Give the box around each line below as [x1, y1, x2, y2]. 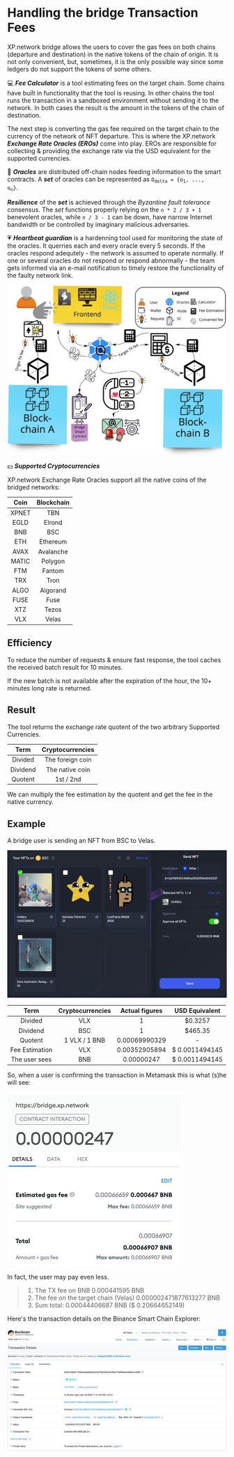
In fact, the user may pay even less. [7, 1273, 109, 1281]
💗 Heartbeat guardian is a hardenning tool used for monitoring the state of [7, 233, 223, 242]
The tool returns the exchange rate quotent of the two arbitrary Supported [7, 723, 220, 731]
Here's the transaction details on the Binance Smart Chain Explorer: [7, 1314, 201, 1323]
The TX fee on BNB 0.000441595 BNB [34, 1286, 145, 1294]
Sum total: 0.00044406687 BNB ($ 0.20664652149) [34, 1300, 185, 1309]
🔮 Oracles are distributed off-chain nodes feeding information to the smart [7, 167, 221, 175]
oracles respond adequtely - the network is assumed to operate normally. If [7, 249, 224, 257]
